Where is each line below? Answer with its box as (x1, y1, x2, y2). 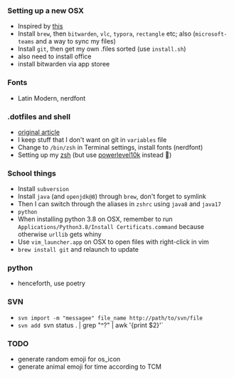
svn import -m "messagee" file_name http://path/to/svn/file (17, 315, 203, 322)
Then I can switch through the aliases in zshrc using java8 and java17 (17, 200, 222, 208)
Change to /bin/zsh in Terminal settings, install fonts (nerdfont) (17, 143, 203, 151)
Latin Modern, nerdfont (17, 93, 86, 102)
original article (17, 128, 60, 136)
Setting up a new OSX (7, 6, 84, 16)
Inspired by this (17, 22, 63, 31)
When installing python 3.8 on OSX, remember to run (17, 215, 173, 223)
